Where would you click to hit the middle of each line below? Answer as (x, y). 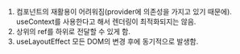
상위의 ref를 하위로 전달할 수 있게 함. (73, 31)
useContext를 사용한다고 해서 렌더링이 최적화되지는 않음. (106, 21)
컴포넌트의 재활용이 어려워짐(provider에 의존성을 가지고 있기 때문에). (124, 12)
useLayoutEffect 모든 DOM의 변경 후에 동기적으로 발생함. (107, 41)
